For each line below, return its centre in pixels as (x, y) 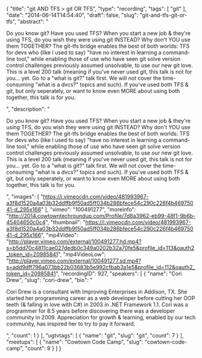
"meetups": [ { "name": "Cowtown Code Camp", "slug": (75, 342)
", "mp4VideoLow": (82, 254)
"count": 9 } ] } (43, 348)
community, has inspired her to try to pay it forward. (71, 324)
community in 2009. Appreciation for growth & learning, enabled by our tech (101, 317)
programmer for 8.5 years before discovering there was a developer (91, 311)
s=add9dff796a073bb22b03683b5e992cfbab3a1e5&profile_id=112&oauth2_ (101, 267)
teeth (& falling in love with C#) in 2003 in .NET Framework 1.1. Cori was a (97, 305)
